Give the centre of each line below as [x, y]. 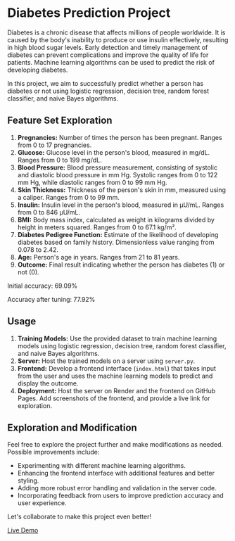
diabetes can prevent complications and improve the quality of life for [108, 55]
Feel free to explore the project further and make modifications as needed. [115, 445]
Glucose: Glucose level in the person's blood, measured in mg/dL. [114, 152]
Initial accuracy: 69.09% [43, 286]
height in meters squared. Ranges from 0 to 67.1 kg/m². [97, 227]
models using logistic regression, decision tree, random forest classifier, [122, 345]
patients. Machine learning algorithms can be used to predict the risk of [111, 62]
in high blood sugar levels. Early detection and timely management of [108, 47]
